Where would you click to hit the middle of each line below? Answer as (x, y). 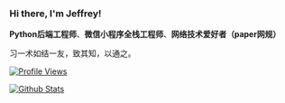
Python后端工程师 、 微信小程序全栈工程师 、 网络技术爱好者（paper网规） (145, 34)
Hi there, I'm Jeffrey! (55, 14)
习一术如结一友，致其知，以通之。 (73, 53)
